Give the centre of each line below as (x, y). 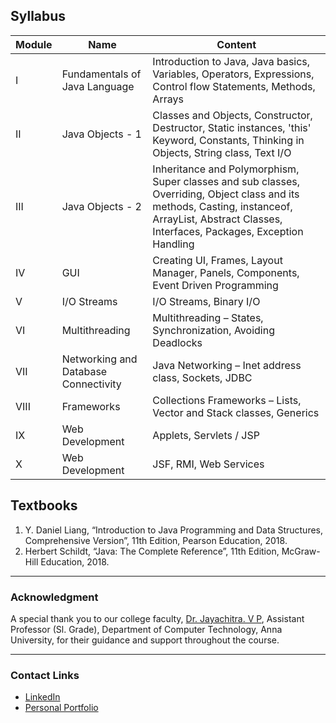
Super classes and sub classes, (226, 181)
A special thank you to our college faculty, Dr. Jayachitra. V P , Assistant (157, 618)
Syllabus (38, 16)
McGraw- (301, 551)
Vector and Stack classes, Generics (236, 412)
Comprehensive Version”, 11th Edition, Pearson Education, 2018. (156, 540)
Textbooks (44, 505)
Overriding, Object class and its (226, 194)
